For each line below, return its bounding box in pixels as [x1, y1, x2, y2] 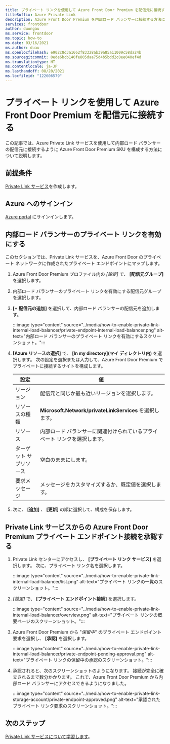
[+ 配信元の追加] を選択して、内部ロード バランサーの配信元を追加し [12, 305, 155, 312]
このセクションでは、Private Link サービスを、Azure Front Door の [5, 254, 144, 260]
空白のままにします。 [39, 457, 91, 464]
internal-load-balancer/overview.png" [12, 612, 92, 618]
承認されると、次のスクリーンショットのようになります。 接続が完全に [12, 667, 160, 674]
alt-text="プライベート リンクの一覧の [79, 579, 158, 585]
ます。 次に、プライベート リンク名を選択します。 [21, 563, 125, 569]
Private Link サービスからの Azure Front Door [5, 523, 148, 531]
